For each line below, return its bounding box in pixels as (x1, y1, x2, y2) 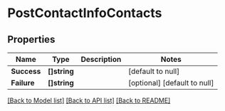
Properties (7, 33, 56, 46)
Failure (11, 78, 35, 88)
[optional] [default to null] (127, 78, 214, 88)
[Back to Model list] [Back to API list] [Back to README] (7, 96, 171, 105)
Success (11, 66, 41, 76)
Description (80, 55, 122, 64)
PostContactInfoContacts (7, 5, 162, 21)
